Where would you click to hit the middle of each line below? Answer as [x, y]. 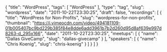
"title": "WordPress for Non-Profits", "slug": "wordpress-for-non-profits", [80, 18]
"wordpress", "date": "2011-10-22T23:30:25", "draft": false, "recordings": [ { [83, 12]
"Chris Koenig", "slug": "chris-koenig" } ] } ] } [52, 44]
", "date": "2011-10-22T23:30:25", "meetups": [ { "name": [99, 33]
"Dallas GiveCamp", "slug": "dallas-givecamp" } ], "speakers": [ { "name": [81, 39]
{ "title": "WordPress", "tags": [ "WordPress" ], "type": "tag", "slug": [75, 7]
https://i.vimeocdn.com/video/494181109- [77, 23]
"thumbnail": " [20, 23]
